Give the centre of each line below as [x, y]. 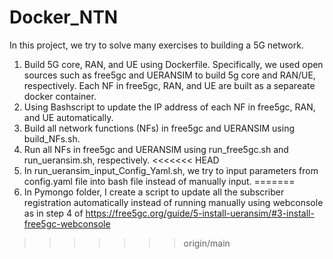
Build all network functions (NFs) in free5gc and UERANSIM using [159, 128]
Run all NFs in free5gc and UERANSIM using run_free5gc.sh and [156, 149]
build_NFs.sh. [52, 138]
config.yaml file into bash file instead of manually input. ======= [159, 181]
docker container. [60, 96]
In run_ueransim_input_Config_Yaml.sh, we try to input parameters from [171, 170]
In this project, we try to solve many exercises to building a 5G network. [156, 45]
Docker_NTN [64, 17]
